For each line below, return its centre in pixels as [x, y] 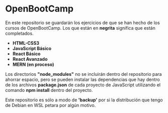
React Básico [26, 54]
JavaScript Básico [32, 48]
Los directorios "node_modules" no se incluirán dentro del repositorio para [83, 74]
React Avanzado [30, 59]
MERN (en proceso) [33, 64]
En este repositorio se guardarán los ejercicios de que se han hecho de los [82, 23]
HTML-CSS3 [26, 43]
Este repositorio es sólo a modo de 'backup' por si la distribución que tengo [84, 100]
